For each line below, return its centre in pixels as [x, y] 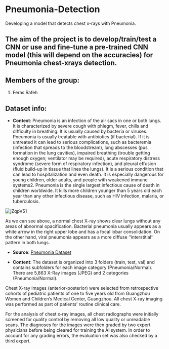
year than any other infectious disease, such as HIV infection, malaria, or [88, 196]
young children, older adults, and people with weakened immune [80, 180]
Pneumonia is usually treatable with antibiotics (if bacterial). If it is [81, 137]
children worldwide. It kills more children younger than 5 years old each [87, 190]
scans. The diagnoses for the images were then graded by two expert [78, 325]
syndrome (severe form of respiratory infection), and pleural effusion [84, 164]
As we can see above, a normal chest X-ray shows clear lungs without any [83, 221]
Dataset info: [26, 108]
